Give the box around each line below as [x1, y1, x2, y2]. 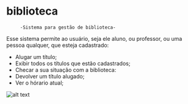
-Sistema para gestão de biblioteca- [20, 24, 116, 30]
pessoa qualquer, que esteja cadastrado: [6, 41, 109, 49]
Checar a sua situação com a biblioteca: [15, 66, 117, 74]
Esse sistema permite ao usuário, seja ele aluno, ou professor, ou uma [6, 35, 183, 42]
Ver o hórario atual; [15, 79, 64, 86]
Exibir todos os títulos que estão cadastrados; [15, 60, 131, 67]
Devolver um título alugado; [15, 72, 85, 80]
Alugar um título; [15, 53, 57, 60]
